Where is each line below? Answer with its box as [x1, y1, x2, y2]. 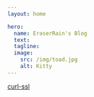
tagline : [14, 43, 40, 50]
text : [14, 36, 31, 43]
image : [14, 50, 33, 57]
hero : [7, 23, 23, 30]
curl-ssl [7, 82, 30, 91]
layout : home [7, 10, 46, 18]
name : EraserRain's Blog [14, 30, 88, 37]
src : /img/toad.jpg [20, 56, 78, 64]
